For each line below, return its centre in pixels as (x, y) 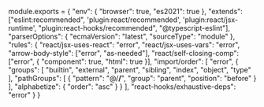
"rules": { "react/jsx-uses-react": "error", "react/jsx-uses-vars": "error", (124, 45)
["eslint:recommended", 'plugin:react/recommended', (95, 20)
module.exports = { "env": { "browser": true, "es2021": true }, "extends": (125, 11)
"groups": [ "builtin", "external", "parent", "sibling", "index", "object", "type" (130, 70)
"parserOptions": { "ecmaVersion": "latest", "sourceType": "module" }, (122, 36)
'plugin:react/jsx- (210, 20)
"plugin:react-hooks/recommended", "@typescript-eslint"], (134, 28)
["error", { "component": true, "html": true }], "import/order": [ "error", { (123, 61)
